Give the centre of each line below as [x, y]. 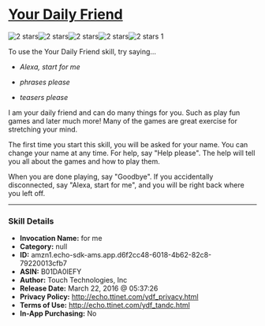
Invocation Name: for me [61, 239]
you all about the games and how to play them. [84, 161]
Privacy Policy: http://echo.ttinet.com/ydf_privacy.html [109, 297]
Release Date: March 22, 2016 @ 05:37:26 [89, 288]
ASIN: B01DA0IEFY [50, 272]
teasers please [44, 97]
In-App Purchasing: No [58, 313]
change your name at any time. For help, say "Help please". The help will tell [132, 153]
